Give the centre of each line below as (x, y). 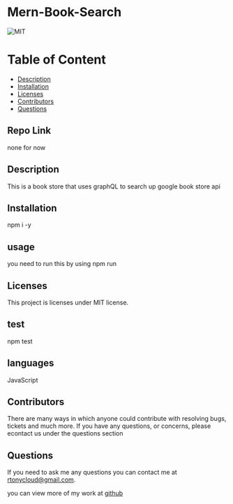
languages (31, 363)
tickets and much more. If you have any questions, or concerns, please (109, 426)
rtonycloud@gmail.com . (42, 480)
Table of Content (57, 60)
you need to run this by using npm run (62, 264)
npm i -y (19, 225)
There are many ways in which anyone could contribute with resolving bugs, (117, 419)
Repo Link (29, 131)
